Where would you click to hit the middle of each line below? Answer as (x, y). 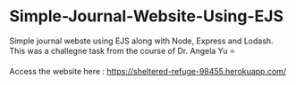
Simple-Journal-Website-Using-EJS (147, 16)
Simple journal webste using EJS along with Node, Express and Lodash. (142, 41)
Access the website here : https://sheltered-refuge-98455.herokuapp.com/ (148, 71)
